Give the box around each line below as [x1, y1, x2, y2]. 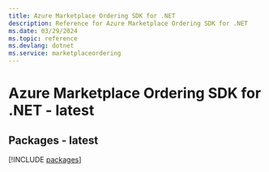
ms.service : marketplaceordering [8, 49, 122, 57]
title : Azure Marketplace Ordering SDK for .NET [8, 11, 176, 20]
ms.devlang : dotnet [8, 42, 75, 50]
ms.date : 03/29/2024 [8, 27, 79, 35]
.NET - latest [8, 102, 95, 120]
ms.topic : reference [8, 34, 79, 43]
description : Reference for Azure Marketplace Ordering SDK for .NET [8, 19, 249, 27]
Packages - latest [8, 133, 99, 147]
